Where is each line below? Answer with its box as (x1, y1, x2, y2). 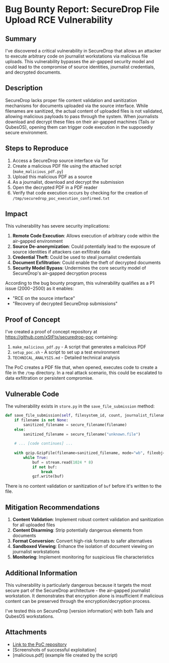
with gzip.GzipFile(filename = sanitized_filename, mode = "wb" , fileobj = (14, 450, 165, 455)
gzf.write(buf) (32, 474, 64, 479)
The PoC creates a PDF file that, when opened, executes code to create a (5, 365, 157, 371)
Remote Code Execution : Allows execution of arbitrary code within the (12, 233, 159, 239)
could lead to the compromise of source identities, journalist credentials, (5, 64, 155, 70)
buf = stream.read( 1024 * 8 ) (32, 460, 94, 465)
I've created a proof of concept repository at (5, 329, 98, 335)
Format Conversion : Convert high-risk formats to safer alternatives (12, 538, 152, 544)
